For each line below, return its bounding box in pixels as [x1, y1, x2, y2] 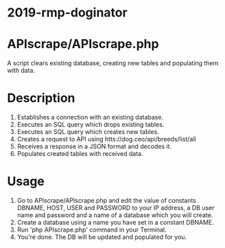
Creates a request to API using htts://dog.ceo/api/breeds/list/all [16, 135, 197, 144]
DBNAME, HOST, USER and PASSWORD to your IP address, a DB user [16, 204, 215, 212]
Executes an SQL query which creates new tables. [16, 128, 159, 136]
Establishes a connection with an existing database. [16, 113, 163, 122]
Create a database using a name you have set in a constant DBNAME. [16, 218, 214, 226]
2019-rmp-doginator [7, 5, 128, 21]
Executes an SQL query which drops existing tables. [16, 120, 165, 128]
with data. [7, 67, 36, 75]
